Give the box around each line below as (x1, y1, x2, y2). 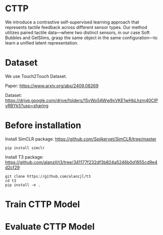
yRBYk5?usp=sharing (5, 102, 49, 108)
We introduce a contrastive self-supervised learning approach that (5, 19, 140, 25)
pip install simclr (5, 145, 45, 150)
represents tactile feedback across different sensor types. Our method (5, 24, 147, 30)
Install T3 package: (5, 154, 44, 160)
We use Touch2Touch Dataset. (5, 73, 67, 79)
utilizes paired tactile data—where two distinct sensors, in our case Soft (5, 29, 150, 35)
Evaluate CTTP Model (5, 221, 95, 233)
